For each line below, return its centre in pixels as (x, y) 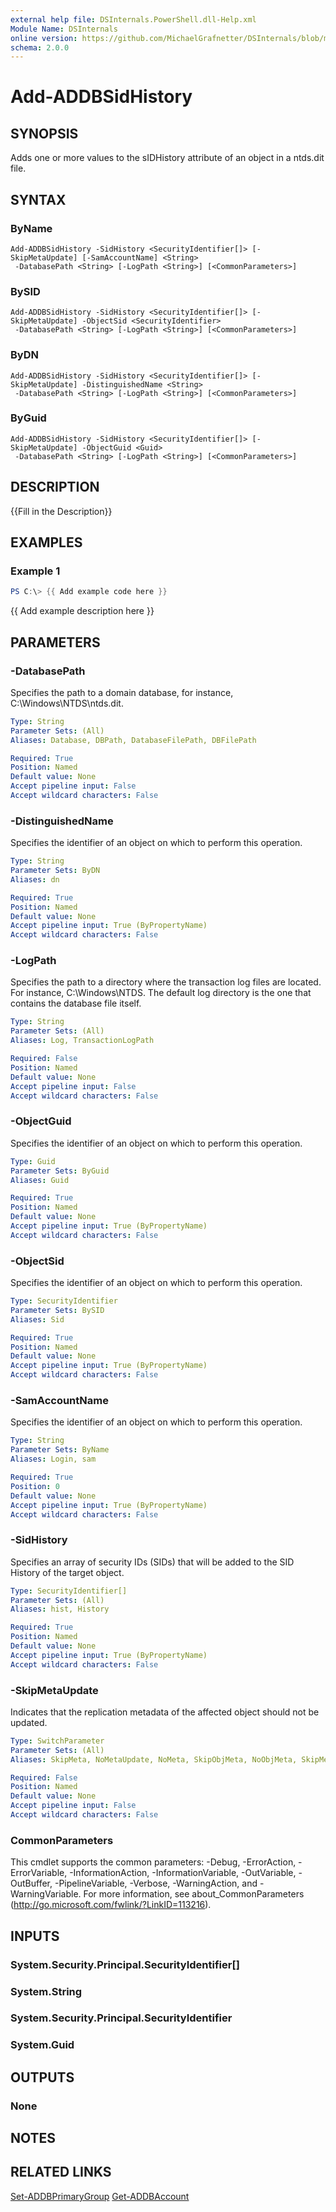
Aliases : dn (35, 879)
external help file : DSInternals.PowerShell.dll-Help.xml (133, 19)
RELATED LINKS (61, 2172)
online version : (44, 38)
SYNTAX (38, 199)
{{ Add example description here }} (82, 611)
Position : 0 (35, 1486)
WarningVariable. (46, 1894)
